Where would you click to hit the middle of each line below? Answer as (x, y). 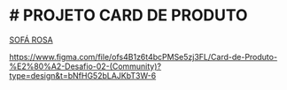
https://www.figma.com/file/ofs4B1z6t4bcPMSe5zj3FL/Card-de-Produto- (143, 56)
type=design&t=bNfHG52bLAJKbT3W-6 (83, 75)
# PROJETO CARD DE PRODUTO (128, 15)
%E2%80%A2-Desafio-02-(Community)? (85, 66)
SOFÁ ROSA (31, 40)
